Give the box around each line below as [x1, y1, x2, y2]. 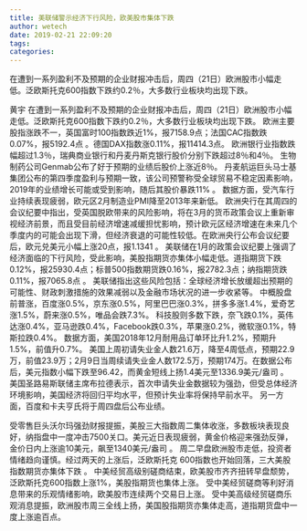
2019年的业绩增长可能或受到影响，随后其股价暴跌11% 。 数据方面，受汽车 [9, 184, 287, 195]
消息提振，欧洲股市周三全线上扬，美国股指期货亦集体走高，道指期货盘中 [16, 500, 290, 511]
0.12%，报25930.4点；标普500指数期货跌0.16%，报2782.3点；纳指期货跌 [9, 264, 288, 275]
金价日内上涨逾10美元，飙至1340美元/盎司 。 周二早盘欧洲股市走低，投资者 [9, 443, 292, 454]
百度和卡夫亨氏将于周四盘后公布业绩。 [25, 401, 170, 411]
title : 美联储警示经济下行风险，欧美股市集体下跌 [9, 13, 175, 23]
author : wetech [9, 22, 68, 31]
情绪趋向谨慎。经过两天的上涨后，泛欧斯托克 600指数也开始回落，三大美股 [9, 454, 291, 465]
